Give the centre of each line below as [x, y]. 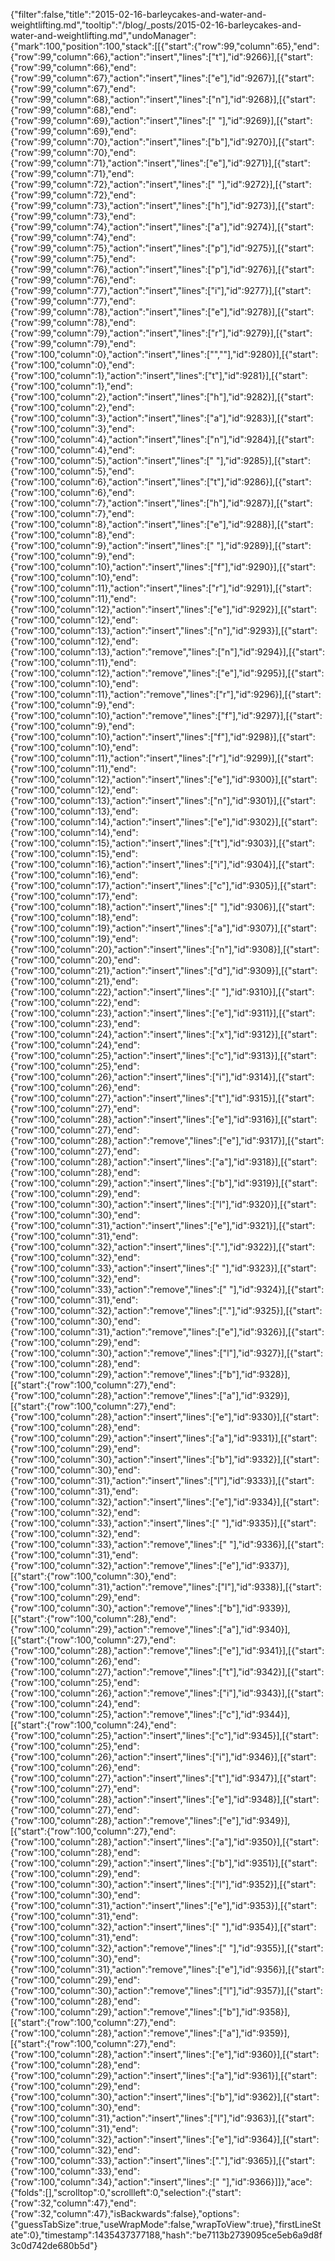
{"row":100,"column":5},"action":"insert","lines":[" [112, 460]
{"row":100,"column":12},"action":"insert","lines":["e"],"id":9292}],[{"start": [164, 609]
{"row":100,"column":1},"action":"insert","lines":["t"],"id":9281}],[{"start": [159, 375]
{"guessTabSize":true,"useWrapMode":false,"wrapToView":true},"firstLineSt [166, 2224]
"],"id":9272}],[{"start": [264, 184]
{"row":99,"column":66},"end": [73, 67]
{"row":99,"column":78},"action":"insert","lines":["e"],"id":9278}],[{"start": [162, 312]
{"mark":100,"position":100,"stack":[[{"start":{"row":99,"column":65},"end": [165, 46]
